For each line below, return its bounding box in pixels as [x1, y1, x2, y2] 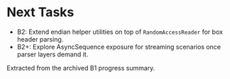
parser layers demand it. [16, 50, 89, 59]
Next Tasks [6, 4, 75, 20]
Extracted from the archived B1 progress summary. [6, 63, 155, 72]
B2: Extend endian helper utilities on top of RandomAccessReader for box [16, 28, 223, 36]
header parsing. [16, 35, 64, 43]
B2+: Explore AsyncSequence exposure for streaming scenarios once [16, 42, 221, 51]
